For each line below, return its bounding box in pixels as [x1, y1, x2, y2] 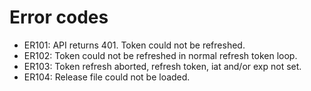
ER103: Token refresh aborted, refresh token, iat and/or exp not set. [23, 60, 302, 72]
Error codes [9, 6, 109, 29]
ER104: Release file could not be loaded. [23, 71, 191, 83]
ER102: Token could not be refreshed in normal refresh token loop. [23, 49, 298, 61]
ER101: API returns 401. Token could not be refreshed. [23, 39, 246, 51]
